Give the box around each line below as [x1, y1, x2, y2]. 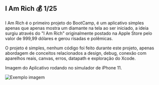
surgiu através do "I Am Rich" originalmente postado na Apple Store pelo [5, 30, 153, 36]
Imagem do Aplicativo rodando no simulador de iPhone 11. [5, 64, 122, 70]
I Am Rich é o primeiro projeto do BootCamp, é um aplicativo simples [5, 20, 144, 26]
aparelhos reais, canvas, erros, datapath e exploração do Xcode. [5, 55, 136, 61]
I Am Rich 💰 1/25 [5, 4, 57, 13]
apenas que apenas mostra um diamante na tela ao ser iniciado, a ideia [5, 25, 149, 31]
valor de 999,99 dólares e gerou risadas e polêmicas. [5, 35, 113, 41]
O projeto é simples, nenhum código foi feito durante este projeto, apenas [5, 45, 155, 51]
